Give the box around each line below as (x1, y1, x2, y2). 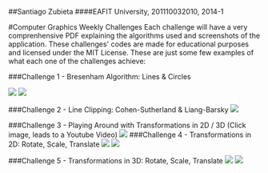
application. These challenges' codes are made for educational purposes (8, 39, 250, 49)
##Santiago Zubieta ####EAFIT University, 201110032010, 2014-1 (8, 7, 224, 16)
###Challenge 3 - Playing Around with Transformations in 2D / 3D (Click (8, 120, 246, 130)
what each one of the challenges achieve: (8, 56, 146, 66)
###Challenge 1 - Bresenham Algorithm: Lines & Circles (8, 72, 191, 81)
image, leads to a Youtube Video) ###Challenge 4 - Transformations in (8, 130, 252, 139)
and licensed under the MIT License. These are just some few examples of (8, 48, 254, 57)
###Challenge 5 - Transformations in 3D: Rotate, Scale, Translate (8, 156, 224, 165)
